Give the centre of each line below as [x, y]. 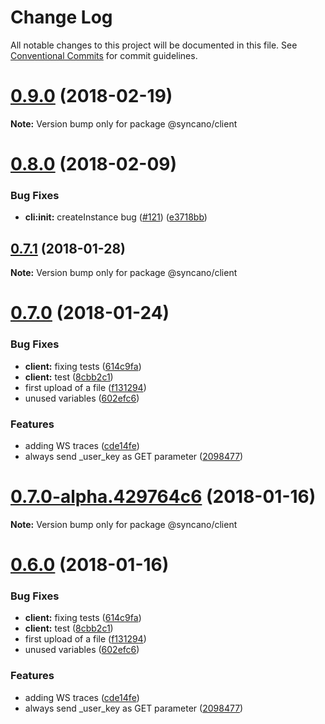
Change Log [61, 17]
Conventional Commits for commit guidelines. [104, 55]
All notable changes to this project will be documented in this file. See [154, 45]
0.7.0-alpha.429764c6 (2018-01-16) [163, 497]
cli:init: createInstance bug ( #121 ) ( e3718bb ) [116, 217]
